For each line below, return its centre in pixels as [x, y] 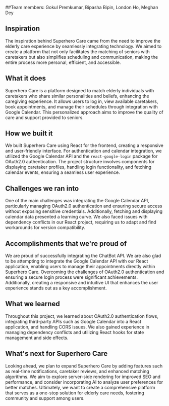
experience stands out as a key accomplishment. [56, 288]
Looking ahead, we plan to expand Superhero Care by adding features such [84, 366]
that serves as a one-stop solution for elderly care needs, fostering [75, 393]
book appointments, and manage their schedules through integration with [81, 106]
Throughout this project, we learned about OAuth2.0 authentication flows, [82, 316]
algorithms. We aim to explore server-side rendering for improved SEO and [83, 377]
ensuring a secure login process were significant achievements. [71, 277]
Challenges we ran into [42, 188]
